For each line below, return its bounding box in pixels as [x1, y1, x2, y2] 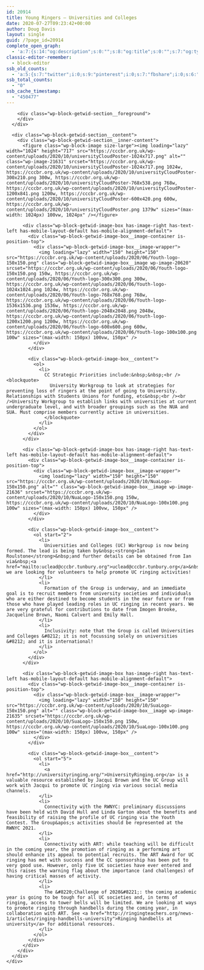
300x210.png [6, 174, 36, 180]
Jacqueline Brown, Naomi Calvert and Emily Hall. [6, 612, 135, 618]
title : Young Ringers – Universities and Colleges [6, 15, 137, 21]
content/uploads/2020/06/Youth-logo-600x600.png [6, 324, 132, 330]
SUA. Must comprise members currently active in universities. [6, 409, 170, 415]
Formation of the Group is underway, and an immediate [44, 585, 186, 591]
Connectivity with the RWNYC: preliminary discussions [44, 804, 186, 810]
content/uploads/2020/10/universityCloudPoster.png [6, 207, 140, 213]
